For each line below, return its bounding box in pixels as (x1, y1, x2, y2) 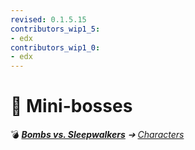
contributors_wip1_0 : (10, 42, 101, 53)
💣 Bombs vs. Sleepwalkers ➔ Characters (10, 129, 185, 141)
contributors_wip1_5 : (10, 24, 101, 34)
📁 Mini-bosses (10, 95, 133, 118)
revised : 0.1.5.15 (10, 14, 87, 25)
